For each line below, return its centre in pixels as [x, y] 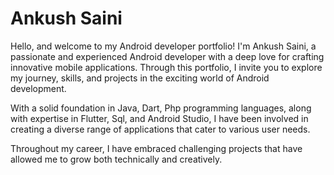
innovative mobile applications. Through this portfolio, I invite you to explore [166, 67]
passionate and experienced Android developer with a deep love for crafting [167, 56]
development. [38, 88]
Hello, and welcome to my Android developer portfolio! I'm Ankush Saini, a [163, 46]
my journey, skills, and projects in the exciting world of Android [140, 78]
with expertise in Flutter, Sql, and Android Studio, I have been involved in [159, 118]
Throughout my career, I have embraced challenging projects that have [156, 148]
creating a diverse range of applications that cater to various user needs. [160, 129]
